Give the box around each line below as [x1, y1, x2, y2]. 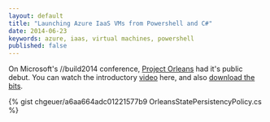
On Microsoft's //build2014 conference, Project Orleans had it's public [8, 64, 243, 74]
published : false [8, 42, 67, 50]
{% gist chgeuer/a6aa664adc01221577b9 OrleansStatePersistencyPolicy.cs [8, 97, 262, 107]
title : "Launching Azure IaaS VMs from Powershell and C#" [8, 19, 213, 27]
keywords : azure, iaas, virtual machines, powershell [8, 34, 195, 43]
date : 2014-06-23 [8, 27, 67, 35]
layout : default [8, 11, 63, 20]
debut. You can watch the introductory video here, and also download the [8, 73, 255, 82]
